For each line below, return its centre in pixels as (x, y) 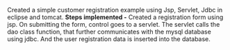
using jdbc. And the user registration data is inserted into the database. (109, 39)
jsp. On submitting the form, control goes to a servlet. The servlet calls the (114, 24)
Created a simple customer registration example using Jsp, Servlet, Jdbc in (115, 10)
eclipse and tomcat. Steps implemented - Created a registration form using (115, 17)
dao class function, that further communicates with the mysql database (109, 32)
